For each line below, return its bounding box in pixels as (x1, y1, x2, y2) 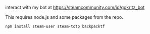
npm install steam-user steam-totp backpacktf (5, 24, 105, 29)
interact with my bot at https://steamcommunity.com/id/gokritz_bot (5, 5, 145, 10)
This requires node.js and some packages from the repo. (5, 14, 124, 20)
